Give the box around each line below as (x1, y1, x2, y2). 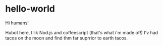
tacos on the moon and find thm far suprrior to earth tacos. (5, 35, 128, 41)
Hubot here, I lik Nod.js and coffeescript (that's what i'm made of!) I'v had (5, 29, 158, 35)
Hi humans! (5, 20, 29, 26)
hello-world (5, 3, 56, 15)
